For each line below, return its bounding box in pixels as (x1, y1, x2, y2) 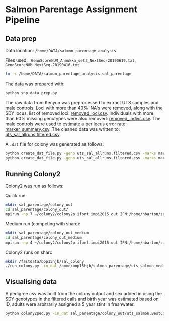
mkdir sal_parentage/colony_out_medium (5, 230, 89, 235)
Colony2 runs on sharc (5, 249, 53, 255)
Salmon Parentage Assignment (5, 4, 138, 15)
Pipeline (5, 14, 40, 26)
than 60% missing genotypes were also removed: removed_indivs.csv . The (5, 115, 161, 121)
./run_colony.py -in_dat (5, 263, 57, 269)
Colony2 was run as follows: (5, 183, 64, 189)
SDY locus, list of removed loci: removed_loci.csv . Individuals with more (5, 110, 154, 116)
